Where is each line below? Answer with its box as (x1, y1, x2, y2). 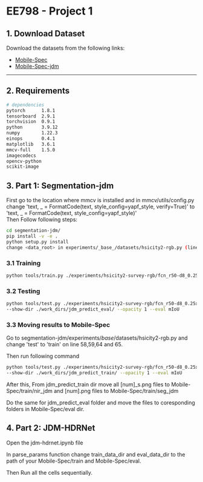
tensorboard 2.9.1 (6, 113, 56, 119)
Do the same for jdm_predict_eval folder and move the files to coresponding (6, 398, 195, 406)
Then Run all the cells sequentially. (6, 469, 92, 476)
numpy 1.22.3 (6, 130, 59, 136)
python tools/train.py (6, 272, 63, 279)
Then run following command (6, 352, 80, 360)
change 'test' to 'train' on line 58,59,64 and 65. (6, 341, 123, 348)
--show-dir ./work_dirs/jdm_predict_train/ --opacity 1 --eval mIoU (6, 370, 182, 376)
